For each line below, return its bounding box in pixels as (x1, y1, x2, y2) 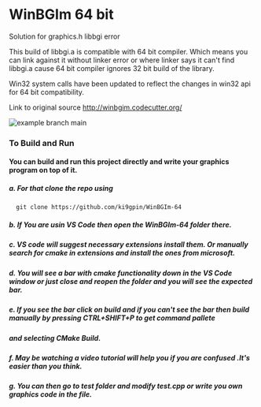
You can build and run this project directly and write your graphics (9, 157, 230, 166)
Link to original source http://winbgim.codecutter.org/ (9, 103, 182, 112)
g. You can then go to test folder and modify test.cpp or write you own (9, 381, 243, 391)
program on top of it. (9, 166, 78, 175)
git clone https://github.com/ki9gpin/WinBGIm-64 (16, 203, 182, 211)
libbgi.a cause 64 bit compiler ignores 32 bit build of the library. (9, 63, 215, 73)
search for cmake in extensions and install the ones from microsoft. (9, 248, 235, 258)
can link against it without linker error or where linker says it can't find (9, 55, 235, 65)
